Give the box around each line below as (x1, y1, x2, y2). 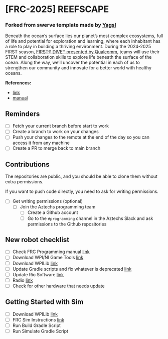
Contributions (5, 160, 50, 169)
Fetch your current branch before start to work (12, 123, 109, 129)
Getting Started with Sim (5, 298, 84, 306)
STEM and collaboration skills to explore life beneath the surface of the (5, 54, 152, 60)
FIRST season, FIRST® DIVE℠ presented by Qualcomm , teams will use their (5, 49, 160, 55)
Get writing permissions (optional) (12, 198, 83, 204)
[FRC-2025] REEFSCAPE (5, 4, 109, 15)
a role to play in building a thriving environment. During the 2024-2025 (5, 44, 151, 50)
